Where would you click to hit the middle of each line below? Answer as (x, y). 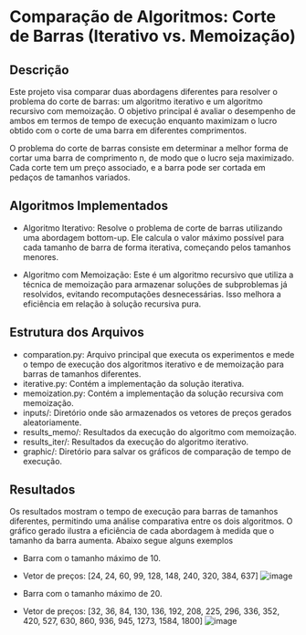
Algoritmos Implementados (89, 206)
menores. (41, 256)
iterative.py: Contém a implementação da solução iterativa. (133, 383)
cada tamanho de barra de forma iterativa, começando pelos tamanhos (157, 247)
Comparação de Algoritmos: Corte (143, 17)
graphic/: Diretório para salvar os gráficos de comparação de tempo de (157, 451)
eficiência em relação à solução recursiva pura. (112, 304)
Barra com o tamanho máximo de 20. (92, 594)
